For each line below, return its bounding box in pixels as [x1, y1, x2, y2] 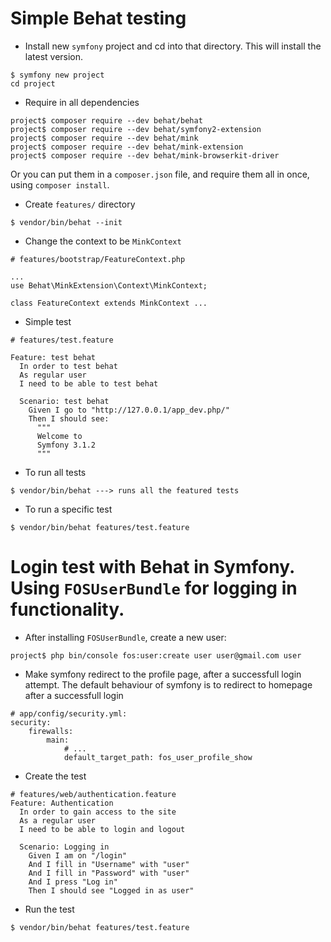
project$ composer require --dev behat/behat [10, 115, 203, 126]
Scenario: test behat [19, 396, 110, 406]
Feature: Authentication [10, 798, 114, 808]
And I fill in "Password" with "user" [28, 868, 190, 878]
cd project [10, 78, 56, 89]
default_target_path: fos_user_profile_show [63, 752, 253, 762]
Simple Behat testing [10, 7, 187, 30]
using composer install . [10, 178, 110, 191]
